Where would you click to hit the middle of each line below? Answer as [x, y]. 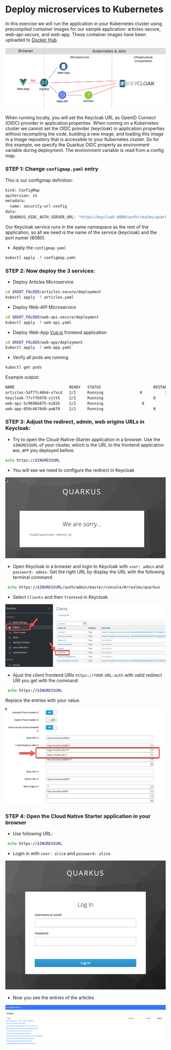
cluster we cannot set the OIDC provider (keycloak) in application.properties [85, 128]
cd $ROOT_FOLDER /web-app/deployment [44, 342]
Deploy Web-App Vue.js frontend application [60, 332]
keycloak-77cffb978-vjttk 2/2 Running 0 [81, 398]
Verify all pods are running [40, 358]
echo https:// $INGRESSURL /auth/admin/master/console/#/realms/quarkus [84, 587]
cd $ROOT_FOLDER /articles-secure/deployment [53, 292]
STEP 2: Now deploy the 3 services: [50, 271]
